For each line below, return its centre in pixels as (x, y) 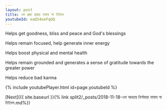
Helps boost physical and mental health (46, 53)
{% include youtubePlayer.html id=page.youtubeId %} (61, 87)
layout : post (19, 10)
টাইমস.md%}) (18, 103)
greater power (20, 68)
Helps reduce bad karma (31, 78)
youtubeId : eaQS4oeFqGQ (30, 19)
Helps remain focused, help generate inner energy (58, 43)
